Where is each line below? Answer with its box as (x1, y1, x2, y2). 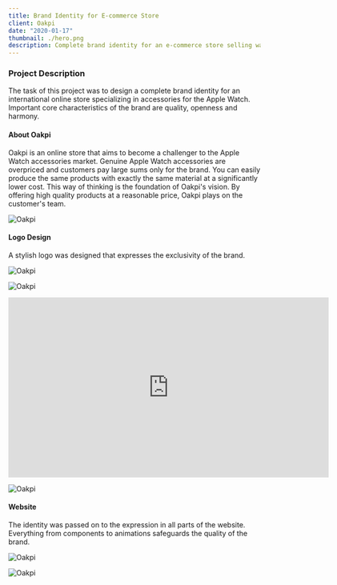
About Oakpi (8, 130, 51, 140)
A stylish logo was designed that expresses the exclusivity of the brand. (8, 250, 246, 260)
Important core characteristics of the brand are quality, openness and (8, 103, 238, 113)
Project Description (8, 68, 86, 79)
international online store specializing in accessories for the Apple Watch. (8, 94, 251, 104)
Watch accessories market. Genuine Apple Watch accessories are (8, 156, 227, 166)
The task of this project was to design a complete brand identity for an (8, 86, 240, 96)
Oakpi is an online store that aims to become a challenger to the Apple (8, 147, 240, 157)
